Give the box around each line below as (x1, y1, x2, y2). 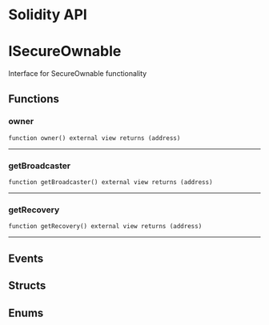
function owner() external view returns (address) (8, 134, 181, 142)
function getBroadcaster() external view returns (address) (8, 179, 214, 187)
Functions (8, 92, 60, 106)
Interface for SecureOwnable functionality (8, 69, 147, 78)
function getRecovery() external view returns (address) (8, 223, 203, 231)
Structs (8, 279, 46, 293)
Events (8, 251, 44, 265)
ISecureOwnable (8, 42, 122, 61)
